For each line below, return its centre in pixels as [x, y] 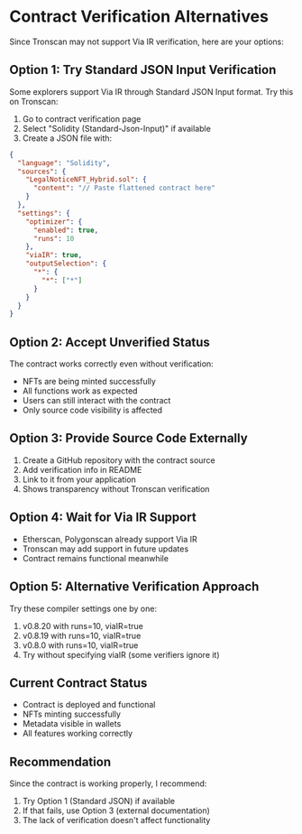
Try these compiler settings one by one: [83, 608]
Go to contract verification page [82, 118]
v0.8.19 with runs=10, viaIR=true [82, 635]
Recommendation [60, 761]
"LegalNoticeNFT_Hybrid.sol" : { [86, 180]
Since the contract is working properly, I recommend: [108, 783]
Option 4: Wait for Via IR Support [103, 518]
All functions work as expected [80, 391]
